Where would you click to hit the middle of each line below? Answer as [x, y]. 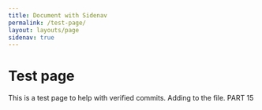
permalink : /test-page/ [47, 23]
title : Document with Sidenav [58, 15]
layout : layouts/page [44, 30]
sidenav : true [32, 37]
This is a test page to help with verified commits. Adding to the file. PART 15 [131, 98]
